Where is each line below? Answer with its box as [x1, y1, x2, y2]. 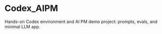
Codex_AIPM [4, 3, 58, 14]
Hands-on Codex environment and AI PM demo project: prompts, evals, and [4, 19, 158, 24]
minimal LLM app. [4, 23, 41, 29]
